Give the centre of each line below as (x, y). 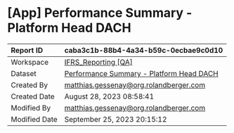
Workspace (30, 62)
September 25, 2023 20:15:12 (116, 119)
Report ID (27, 50)
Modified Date (34, 119)
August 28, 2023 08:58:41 (109, 96)
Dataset (24, 73)
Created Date (33, 96)
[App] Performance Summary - (100, 13)
